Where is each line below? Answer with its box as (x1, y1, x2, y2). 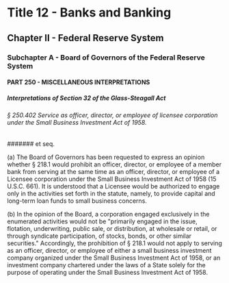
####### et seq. (7, 139, 55, 148)
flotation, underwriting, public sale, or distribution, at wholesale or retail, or (7, 224, 217, 232)
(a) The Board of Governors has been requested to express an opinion (7, 153, 205, 161)
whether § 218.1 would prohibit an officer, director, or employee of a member (7, 160, 222, 169)
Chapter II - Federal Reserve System (7, 32, 164, 44)
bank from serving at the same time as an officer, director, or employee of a (7, 167, 220, 175)
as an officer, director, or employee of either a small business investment (7, 246, 212, 254)
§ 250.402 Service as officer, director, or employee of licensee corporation (7, 111, 218, 119)
